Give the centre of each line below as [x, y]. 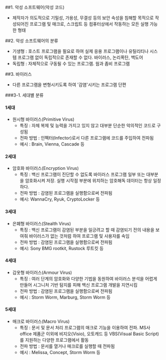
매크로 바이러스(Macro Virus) [41, 321]
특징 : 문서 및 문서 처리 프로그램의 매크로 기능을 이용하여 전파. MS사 [85, 328]
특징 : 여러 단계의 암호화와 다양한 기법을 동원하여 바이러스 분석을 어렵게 [88, 278]
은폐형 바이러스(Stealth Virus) [42, 223]
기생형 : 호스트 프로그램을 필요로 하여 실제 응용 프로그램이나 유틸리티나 [80, 51]
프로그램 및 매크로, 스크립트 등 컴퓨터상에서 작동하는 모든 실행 [89, 24]
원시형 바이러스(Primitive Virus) [43, 119]
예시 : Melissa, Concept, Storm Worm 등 [60, 353]
